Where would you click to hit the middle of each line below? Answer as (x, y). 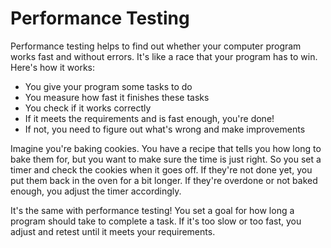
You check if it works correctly (88, 108)
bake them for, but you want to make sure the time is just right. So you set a (166, 159)
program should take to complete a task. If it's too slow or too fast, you (156, 221)
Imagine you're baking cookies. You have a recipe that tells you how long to (166, 148)
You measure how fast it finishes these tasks (117, 97)
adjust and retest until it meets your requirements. (113, 231)
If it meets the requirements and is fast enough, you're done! (149, 118)
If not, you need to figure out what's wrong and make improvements (165, 129)
